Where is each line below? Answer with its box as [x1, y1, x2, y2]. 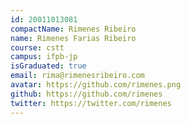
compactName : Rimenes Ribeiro [10, 24, 137, 34]
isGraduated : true [10, 61, 87, 71]
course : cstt [10, 42, 65, 53]
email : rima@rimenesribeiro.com [10, 71, 145, 81]
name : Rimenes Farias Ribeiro [10, 33, 137, 43]
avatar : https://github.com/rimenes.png [10, 80, 182, 90]
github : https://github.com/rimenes [10, 89, 163, 99]
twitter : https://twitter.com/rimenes [10, 98, 172, 108]
